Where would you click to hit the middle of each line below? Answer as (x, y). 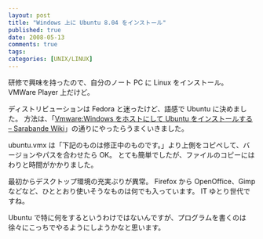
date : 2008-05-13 (37, 37)
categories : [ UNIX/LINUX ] (50, 60)
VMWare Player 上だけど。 (51, 92)
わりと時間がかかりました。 (53, 165)
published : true (35, 30)
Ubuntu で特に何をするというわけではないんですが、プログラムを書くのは (127, 217)
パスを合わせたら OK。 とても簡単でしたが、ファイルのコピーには (148, 154)
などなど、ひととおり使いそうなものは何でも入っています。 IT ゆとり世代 (126, 191)
